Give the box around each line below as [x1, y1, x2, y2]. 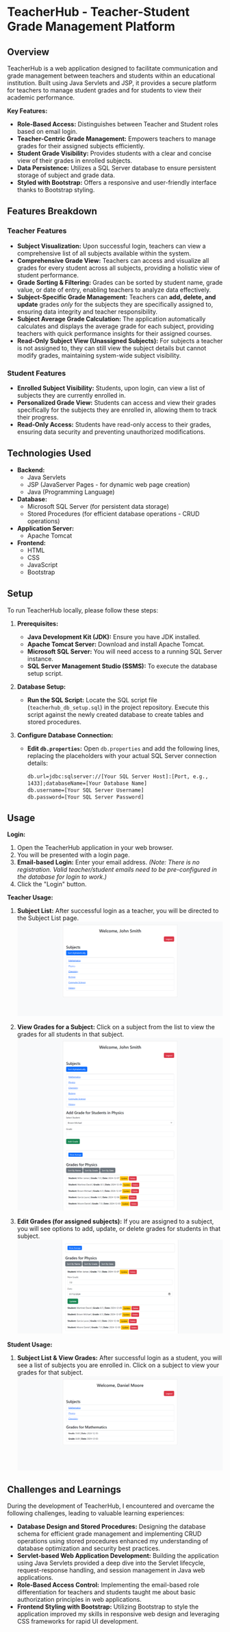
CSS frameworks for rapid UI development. [16, 1618, 139, 1626]
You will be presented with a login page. [16, 851, 130, 859]
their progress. [16, 413, 60, 421]
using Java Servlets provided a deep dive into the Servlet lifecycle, [16, 1559, 205, 1567]
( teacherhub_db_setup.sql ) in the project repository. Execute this [27, 703, 209, 711]
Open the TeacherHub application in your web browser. [16, 844, 174, 852]
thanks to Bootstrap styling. [16, 186, 95, 194]
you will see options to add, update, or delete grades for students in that [16, 1224, 221, 1232]
